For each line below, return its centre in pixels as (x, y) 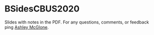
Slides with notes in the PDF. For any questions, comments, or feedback (77, 22)
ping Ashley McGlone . (27, 27)
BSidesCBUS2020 (42, 9)
